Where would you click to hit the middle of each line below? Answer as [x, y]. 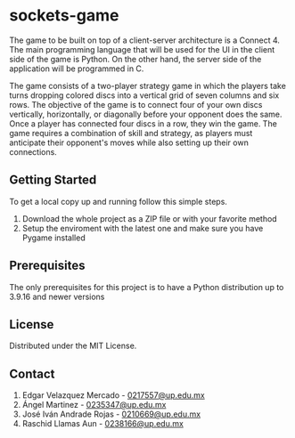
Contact [32, 373]
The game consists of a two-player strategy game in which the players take [148, 85]
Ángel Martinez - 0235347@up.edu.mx [94, 405]
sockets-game [64, 16]
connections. [33, 151]
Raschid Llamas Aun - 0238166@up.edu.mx [103, 424]
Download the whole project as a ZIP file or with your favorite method [150, 218]
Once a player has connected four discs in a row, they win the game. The [143, 123]
